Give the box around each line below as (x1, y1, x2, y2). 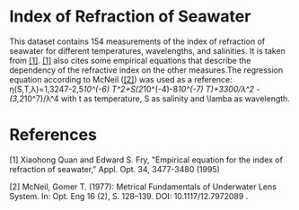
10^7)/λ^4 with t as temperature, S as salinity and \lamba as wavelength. (23, 92, 290, 104)
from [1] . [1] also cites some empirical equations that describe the (9, 55, 251, 66)
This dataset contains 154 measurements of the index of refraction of (9, 36, 266, 47)
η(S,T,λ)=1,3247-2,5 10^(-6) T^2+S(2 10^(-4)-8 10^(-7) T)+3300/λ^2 (9, 83, 254, 94)
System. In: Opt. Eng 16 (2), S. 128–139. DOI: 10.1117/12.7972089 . (9, 190, 249, 201)
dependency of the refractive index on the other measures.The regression (9, 65, 284, 75)
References (9, 125, 97, 145)
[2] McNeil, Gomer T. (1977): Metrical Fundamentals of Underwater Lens (9, 181, 277, 192)
